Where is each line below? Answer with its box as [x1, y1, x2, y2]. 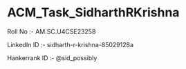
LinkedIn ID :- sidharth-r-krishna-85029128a [7, 40, 133, 49]
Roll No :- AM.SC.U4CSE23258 [7, 27, 96, 36]
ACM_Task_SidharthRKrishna [7, 5, 180, 20]
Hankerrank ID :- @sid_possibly [7, 53, 97, 62]
